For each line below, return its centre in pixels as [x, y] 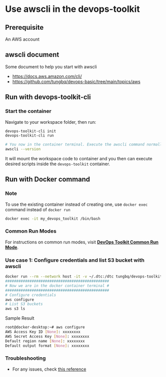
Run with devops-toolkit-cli [48, 97]
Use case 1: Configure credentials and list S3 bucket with [75, 260]
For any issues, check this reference [49, 369]
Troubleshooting [25, 358]
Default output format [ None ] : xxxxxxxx [47, 346]
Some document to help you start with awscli [51, 67]
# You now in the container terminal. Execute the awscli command [75, 144]
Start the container [28, 111]
